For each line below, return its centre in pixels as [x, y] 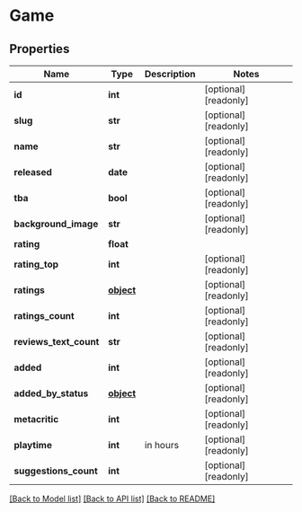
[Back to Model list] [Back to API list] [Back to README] [112, 499]
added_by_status [51, 393]
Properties [40, 49]
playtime [33, 445]
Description [170, 74]
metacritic [36, 419]
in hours [162, 445]
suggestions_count [56, 471]
